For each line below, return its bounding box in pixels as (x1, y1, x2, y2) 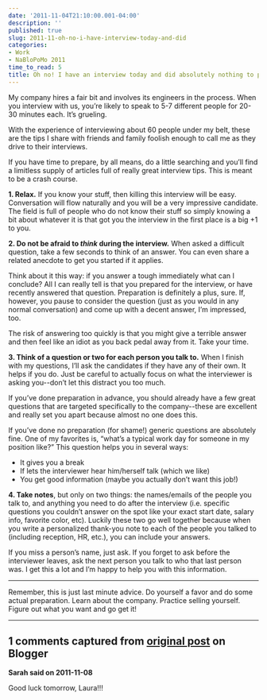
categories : (8, 41, 48, 49)
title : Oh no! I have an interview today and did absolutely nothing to (8, 71, 254, 79)
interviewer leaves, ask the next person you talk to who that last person (8, 555, 242, 565)
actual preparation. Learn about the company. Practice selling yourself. (8, 595, 241, 605)
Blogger (8, 647, 49, 660)
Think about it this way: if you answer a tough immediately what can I (8, 271, 235, 280)
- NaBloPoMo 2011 (8, 56, 66, 64)
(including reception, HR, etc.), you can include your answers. (8, 532, 211, 541)
